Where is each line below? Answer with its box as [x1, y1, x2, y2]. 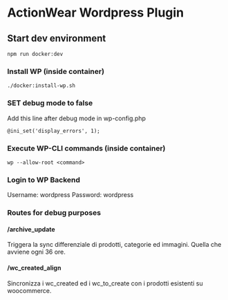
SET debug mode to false [7, 98, 93, 108]
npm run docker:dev [7, 50, 64, 57]
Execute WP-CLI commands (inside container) [7, 143, 166, 153]
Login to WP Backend [7, 175, 81, 185]
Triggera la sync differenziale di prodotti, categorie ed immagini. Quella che [7, 241, 222, 249]
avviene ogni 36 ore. [7, 247, 66, 256]
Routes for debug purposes [7, 208, 102, 218]
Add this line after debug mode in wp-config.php [7, 114, 146, 122]
